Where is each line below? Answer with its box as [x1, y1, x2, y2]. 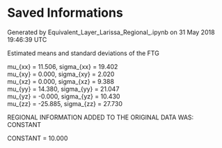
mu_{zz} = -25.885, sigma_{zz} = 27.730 [7, 99, 123, 108]
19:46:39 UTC [7, 35, 47, 43]
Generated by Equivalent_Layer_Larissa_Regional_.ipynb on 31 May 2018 [7, 28, 215, 36]
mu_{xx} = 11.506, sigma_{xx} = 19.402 [7, 62, 118, 71]
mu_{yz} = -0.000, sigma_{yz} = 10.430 [7, 92, 120, 101]
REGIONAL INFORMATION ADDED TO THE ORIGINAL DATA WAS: [7, 113, 194, 121]
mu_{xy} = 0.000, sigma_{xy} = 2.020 [7, 70, 115, 78]
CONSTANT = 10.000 [7, 134, 68, 142]
